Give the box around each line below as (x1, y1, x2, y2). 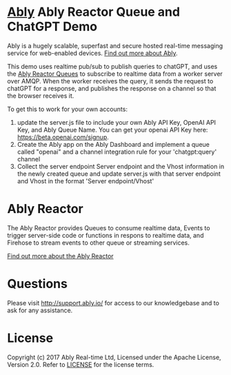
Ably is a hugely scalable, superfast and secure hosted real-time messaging (7, 41, 223, 50)
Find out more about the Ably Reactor (7, 252, 114, 260)
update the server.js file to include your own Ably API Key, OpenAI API (17, 118, 216, 126)
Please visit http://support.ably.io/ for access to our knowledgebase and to (7, 298, 219, 307)
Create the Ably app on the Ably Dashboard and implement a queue (17, 140, 210, 148)
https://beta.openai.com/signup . (17, 132, 109, 141)
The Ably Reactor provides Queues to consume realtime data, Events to (7, 223, 210, 232)
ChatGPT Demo (7, 19, 98, 34)
